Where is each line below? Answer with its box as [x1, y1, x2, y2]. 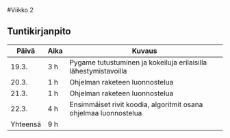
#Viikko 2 [7, 6, 34, 14]
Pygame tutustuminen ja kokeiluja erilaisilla [69, 58, 207, 67]
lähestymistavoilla [69, 66, 127, 76]
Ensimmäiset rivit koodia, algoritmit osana [69, 100, 203, 109]
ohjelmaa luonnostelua [69, 108, 142, 117]
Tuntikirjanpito [7, 25, 71, 37]
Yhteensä [10, 119, 41, 129]
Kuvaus [131, 46, 157, 56]
